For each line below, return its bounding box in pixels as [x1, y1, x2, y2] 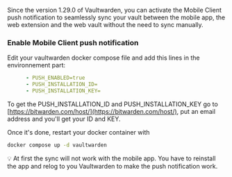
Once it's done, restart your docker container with [7, 128, 151, 136]
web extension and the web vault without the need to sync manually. [7, 21, 204, 28]
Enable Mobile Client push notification [7, 37, 139, 47]
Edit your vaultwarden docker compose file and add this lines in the [7, 53, 200, 62]
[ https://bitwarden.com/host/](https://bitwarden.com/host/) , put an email [7, 107, 216, 115]
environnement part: [7, 61, 66, 69]
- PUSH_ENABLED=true [25, 74, 85, 82]
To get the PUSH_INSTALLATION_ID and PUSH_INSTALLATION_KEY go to [7, 100, 219, 108]
